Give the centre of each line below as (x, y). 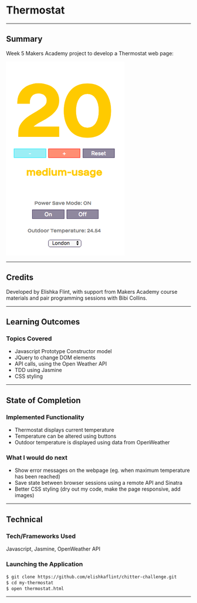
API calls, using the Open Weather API (61, 364)
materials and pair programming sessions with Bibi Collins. (77, 298)
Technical (24, 519)
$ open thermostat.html (35, 589)
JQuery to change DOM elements (55, 358)
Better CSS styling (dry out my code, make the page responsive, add (97, 489)
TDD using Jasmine (38, 370)
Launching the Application (45, 564)
